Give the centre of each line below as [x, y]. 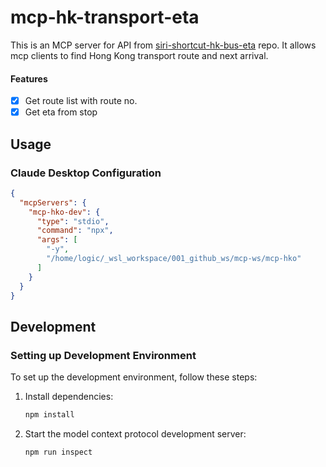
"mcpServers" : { [53, 202]
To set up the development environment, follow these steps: [134, 377]
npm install [49, 415]
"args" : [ [57, 240]
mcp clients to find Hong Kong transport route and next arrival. [139, 55]
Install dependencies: [69, 397]
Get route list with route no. [81, 101]
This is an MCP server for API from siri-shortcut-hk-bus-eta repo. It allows [163, 45]
